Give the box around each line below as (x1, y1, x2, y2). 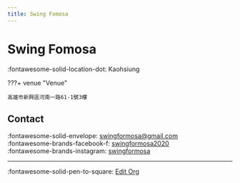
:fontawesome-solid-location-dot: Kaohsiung (7, 65, 140, 73)
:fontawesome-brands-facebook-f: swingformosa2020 (7, 140, 169, 148)
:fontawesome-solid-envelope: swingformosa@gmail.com (7, 132, 179, 140)
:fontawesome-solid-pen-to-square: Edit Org (7, 167, 139, 176)
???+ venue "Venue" (7, 78, 68, 87)
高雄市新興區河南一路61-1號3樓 (7, 93, 88, 100)
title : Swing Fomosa (7, 10, 69, 18)
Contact (7, 113, 44, 125)
